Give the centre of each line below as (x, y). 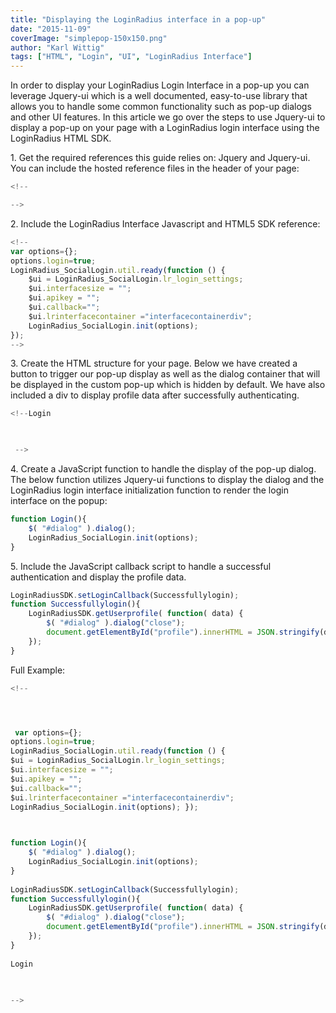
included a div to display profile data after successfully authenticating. (155, 395)
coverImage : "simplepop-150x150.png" (89, 38)
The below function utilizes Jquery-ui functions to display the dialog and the (167, 479)
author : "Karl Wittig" (57, 47)
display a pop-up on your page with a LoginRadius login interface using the (165, 128)
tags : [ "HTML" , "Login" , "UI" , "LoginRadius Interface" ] (131, 57)
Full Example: (38, 670)
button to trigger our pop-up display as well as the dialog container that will (165, 374)
